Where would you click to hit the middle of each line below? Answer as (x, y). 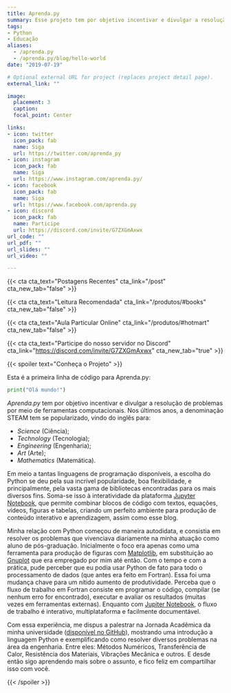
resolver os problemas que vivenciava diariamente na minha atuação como (113, 539)
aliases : (20, 45)
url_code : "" (26, 236)
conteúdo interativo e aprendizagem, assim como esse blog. (93, 518)
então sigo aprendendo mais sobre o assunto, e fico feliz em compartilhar (112, 661)
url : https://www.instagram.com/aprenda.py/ (78, 179)
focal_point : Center (43, 115)
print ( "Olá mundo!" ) (37, 390)
